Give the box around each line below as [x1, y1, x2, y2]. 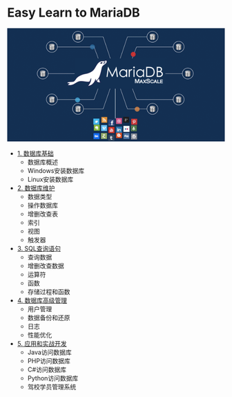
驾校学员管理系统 [27, 382, 77, 391]
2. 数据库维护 [17, 184, 55, 192]
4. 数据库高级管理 [17, 296, 68, 305]
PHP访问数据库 [27, 357, 70, 365]
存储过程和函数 [27, 288, 70, 296]
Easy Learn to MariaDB [7, 5, 140, 21]
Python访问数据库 [27, 374, 79, 382]
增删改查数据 [27, 261, 64, 270]
